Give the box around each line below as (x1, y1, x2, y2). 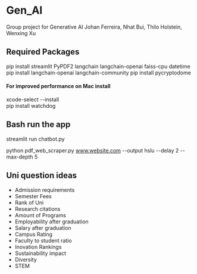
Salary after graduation (14, 224, 71, 231)
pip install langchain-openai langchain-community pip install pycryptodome (6, 69, 192, 76)
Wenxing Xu (6, 29, 36, 36)
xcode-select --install (6, 96, 60, 103)
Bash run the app (6, 120, 71, 130)
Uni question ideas (6, 170, 77, 180)
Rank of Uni (14, 199, 44, 206)
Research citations (14, 205, 61, 212)
